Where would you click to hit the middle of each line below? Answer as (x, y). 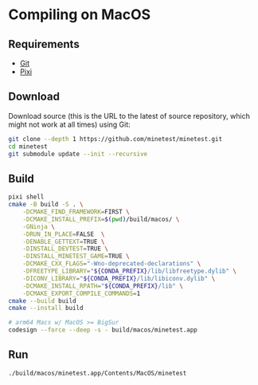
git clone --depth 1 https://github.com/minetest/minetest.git (115, 139)
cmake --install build (46, 308)
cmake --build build (43, 301)
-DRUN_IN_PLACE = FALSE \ (64, 234)
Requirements (44, 44)
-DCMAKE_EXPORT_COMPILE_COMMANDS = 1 (82, 293)
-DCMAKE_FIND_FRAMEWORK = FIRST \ (76, 212)
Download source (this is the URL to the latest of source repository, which (129, 116)
